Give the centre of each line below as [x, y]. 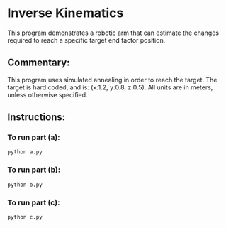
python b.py [25, 185]
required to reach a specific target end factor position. [86, 40]
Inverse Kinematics [66, 13]
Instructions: [36, 118]
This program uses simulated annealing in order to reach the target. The [112, 80]
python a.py [25, 152]
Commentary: [39, 63]
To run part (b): [34, 170]
